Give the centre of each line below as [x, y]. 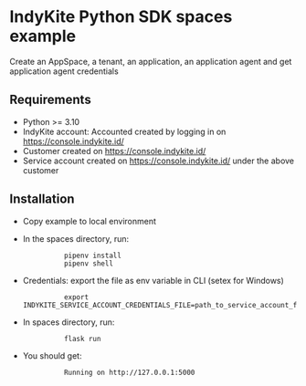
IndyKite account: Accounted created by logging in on [124, 131]
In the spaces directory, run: [76, 238]
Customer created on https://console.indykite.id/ [114, 151]
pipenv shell [89, 263]
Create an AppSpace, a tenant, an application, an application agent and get [151, 61]
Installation [42, 199]
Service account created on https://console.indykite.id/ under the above [158, 161]
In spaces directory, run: [69, 322]
